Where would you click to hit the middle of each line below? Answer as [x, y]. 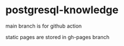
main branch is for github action [44, 26]
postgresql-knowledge [62, 10]
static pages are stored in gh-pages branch [58, 37]
